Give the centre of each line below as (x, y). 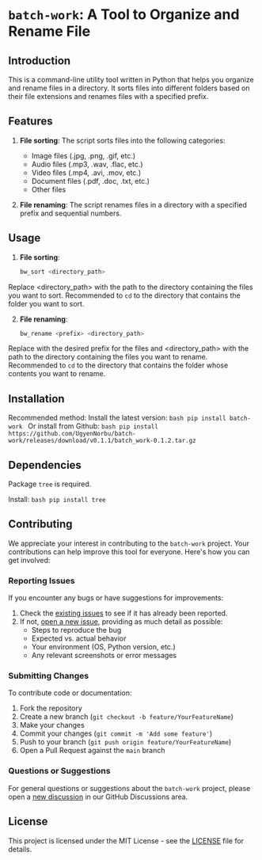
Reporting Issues (42, 580)
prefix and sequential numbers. (70, 213)
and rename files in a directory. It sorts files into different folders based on (129, 88)
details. (20, 849)
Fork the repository (51, 708)
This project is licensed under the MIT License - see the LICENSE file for (126, 840)
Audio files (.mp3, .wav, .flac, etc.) (87, 164)
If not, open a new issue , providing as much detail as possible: (121, 622)
